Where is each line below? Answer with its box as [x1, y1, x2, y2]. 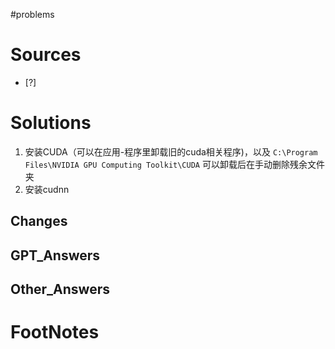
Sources [10, 44, 82, 66]
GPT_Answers [10, 247, 101, 264]
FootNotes [10, 321, 100, 344]
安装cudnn [24, 183, 70, 195]
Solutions [10, 112, 92, 134]
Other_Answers [10, 281, 110, 298]
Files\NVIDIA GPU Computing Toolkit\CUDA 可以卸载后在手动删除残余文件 [24, 158, 325, 170]
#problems [10, 9, 55, 20]
